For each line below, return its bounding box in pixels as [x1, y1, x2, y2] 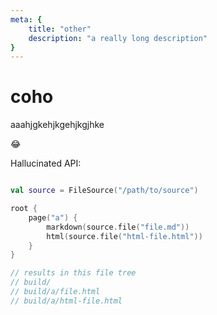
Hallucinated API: [10, 157, 82, 170]
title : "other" [28, 24, 92, 34]
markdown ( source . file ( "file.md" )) [46, 222, 190, 232]
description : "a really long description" [28, 33, 208, 43]
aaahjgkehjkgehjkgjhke [10, 119, 105, 131]
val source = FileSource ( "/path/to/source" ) [10, 186, 199, 196]
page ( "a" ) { [28, 212, 78, 223]
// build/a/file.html [10, 287, 101, 297]
